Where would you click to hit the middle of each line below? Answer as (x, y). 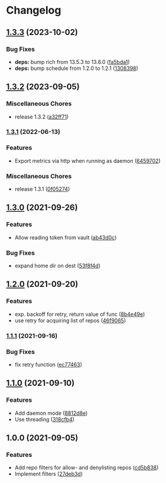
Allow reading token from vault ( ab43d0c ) (66, 237)
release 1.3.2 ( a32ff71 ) (42, 117)
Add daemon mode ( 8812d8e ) (51, 413)
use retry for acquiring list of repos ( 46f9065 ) (70, 320)
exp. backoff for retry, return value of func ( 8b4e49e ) (80, 314)
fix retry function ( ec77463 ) (48, 364)
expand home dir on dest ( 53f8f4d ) (58, 266)
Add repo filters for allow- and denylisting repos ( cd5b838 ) (87, 468)
